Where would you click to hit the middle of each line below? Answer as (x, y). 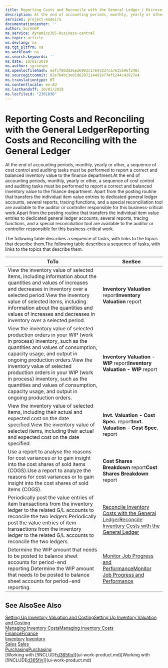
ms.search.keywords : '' (30, 57)
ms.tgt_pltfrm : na (24, 47)
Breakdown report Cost (130, 467)
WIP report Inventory (127, 363)
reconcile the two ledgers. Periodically (52, 517)
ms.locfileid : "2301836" (31, 94)
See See (131, 262)
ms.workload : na (22, 52)
